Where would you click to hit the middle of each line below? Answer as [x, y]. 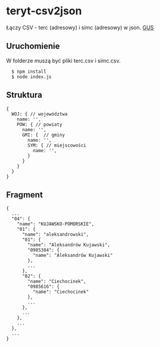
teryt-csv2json [44, 11]
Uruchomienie [33, 46]
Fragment [25, 195]
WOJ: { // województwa [40, 114]
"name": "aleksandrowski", [55, 235]
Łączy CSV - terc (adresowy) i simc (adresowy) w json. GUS [80, 27]
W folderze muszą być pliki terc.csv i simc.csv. [63, 60]
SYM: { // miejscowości [57, 145]
